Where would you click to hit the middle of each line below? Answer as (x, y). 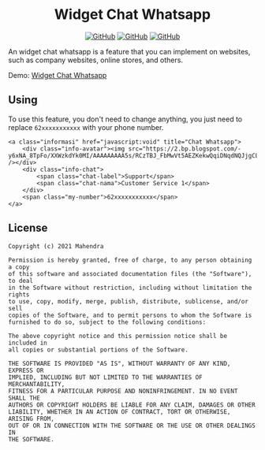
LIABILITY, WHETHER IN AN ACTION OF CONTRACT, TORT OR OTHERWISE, (119, 411)
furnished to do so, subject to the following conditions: (107, 322)
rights (19, 294)
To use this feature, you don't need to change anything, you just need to (125, 119)
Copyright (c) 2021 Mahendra (56, 246)
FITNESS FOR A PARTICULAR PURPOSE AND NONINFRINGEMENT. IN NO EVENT (123, 391)
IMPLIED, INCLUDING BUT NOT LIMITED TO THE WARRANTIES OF (105, 377)
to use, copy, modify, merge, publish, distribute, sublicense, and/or (128, 301)
